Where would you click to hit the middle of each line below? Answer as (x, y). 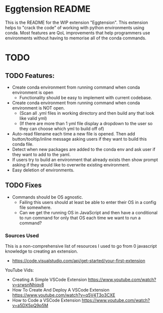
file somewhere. (36, 207)
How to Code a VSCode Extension (46, 300)
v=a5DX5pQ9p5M (30, 306)
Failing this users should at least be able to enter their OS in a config (88, 202)
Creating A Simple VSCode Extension (49, 280)
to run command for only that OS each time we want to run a (80, 218)
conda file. (23, 144)
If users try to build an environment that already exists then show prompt (85, 160)
